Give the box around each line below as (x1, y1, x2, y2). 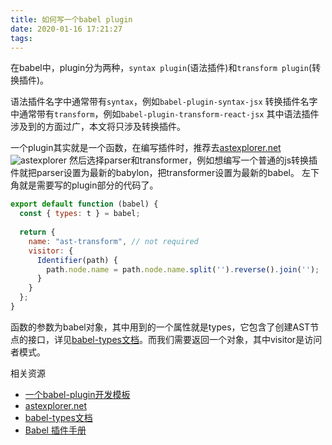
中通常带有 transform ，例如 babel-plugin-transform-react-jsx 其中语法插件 (10, 108, 320, 120)
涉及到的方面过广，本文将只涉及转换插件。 (10, 121, 186, 133)
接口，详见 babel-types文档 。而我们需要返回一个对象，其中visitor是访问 (27, 333, 323, 345)
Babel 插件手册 (24, 424, 87, 436)
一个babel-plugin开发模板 (24, 388, 131, 400)
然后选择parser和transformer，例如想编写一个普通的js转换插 (68, 154, 318, 166)
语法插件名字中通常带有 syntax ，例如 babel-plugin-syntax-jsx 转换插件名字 (10, 96, 318, 108)
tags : (10, 33, 33, 43)
